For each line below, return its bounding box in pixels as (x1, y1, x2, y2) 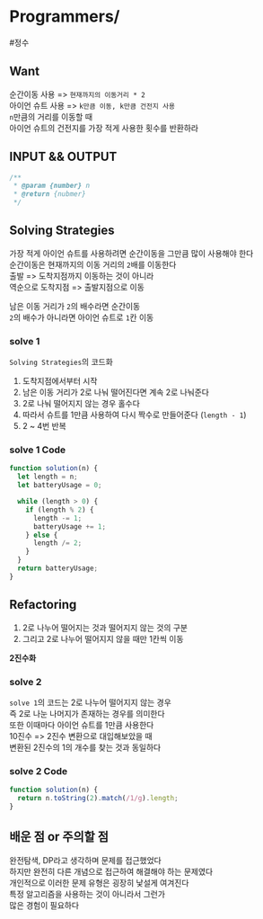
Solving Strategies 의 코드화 (9, 357, 114, 368)
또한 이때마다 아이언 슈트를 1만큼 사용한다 (9, 719, 154, 730)
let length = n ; (17, 472, 78, 482)
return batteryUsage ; (17, 564, 99, 573)
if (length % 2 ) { (25, 505, 94, 514)
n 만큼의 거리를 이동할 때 (9, 111, 92, 122)
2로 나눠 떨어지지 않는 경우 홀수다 (22, 398, 141, 409)
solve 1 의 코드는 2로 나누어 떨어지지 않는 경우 (9, 697, 172, 708)
